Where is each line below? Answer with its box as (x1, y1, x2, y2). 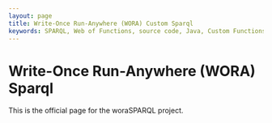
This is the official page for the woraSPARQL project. (8, 106, 184, 116)
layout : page (8, 11, 53, 20)
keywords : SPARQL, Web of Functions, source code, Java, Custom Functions (8, 27, 266, 35)
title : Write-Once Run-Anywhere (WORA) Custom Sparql (8, 19, 194, 28)
